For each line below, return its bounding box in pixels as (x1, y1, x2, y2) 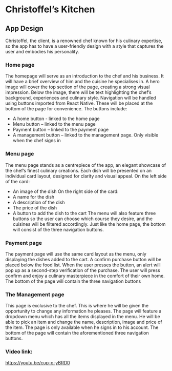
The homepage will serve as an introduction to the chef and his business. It (5, 73, 164, 79)
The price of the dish (12, 204, 57, 211)
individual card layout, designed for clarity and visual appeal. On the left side (5, 173, 167, 179)
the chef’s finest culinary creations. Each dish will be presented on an (5, 167, 152, 173)
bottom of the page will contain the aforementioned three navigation (5, 330, 149, 336)
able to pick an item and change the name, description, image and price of (5, 319, 162, 325)
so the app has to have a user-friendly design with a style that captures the (5, 43, 164, 49)
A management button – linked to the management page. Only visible (12, 132, 159, 138)
